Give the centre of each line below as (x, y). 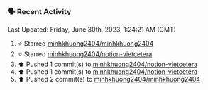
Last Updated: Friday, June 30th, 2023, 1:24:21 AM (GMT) (92, 30)
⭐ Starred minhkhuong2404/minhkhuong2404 (86, 44)
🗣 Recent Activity (39, 11)
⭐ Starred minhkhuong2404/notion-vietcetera (85, 54)
